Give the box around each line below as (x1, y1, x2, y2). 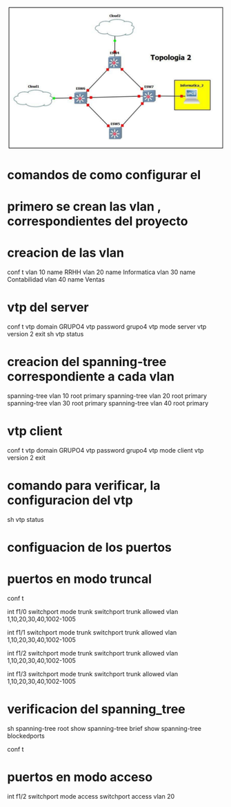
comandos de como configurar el (7, 167, 201, 183)
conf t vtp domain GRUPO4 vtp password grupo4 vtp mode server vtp (7, 323, 207, 331)
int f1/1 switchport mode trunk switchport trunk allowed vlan (7, 628, 177, 636)
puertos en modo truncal (7, 571, 152, 587)
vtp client (7, 424, 63, 439)
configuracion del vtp (7, 493, 133, 508)
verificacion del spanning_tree (7, 702, 185, 717)
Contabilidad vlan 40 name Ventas (7, 275, 106, 284)
